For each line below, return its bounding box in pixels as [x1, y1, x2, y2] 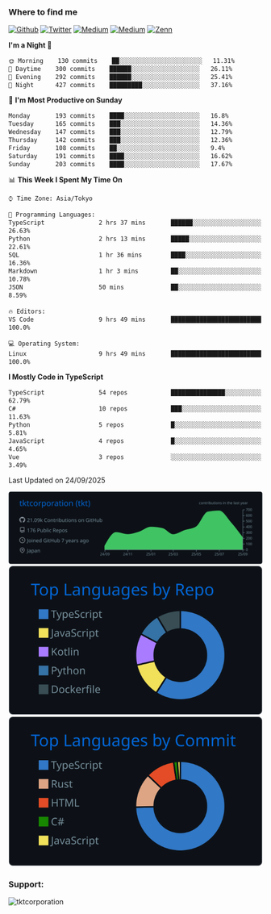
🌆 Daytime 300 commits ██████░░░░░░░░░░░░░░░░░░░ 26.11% [8, 65, 232, 73]
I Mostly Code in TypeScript [8, 372, 103, 382]
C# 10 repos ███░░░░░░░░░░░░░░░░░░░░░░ [8, 405, 262, 413]
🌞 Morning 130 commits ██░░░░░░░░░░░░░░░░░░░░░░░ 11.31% [8, 57, 236, 65]
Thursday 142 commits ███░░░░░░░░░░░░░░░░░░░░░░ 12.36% [8, 136, 232, 144]
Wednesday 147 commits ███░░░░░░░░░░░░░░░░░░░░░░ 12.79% [8, 128, 232, 136]
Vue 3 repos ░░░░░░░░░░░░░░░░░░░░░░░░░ [8, 453, 262, 461]
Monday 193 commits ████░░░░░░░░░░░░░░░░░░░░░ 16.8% [8, 112, 229, 120]
